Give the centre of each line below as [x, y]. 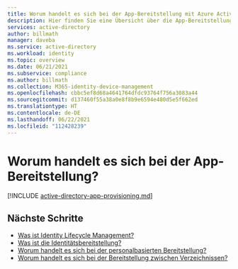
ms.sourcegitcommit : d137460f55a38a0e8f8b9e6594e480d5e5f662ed [103, 100]
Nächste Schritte [45, 218]
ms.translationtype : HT [42, 106]
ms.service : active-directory [52, 47]
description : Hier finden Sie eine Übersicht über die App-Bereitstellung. [121, 21]
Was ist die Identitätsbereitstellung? [69, 243]
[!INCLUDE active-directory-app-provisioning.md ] [80, 196]
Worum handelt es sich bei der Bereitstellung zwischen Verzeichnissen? [123, 258]
